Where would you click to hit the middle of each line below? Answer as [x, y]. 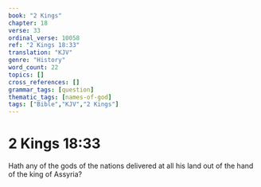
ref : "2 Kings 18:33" [44, 45]
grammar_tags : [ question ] [51, 90]
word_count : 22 [33, 68]
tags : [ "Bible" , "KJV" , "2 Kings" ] [64, 104]
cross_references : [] [44, 82]
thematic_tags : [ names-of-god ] [60, 97]
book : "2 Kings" [35, 16]
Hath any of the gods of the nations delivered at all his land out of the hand [131, 166]
